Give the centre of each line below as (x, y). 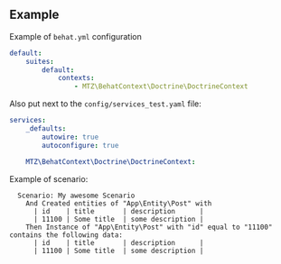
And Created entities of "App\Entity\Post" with (119, 203)
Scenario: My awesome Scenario (76, 196)
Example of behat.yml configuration (76, 36)
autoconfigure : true (80, 145)
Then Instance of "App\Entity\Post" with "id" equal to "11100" (149, 227)
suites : (40, 61)
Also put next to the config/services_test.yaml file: (105, 104)
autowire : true (70, 137)
